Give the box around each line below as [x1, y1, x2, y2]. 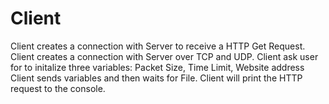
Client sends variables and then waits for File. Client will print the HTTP [10, 72, 303, 84]
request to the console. [10, 82, 106, 94]
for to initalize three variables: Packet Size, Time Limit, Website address [10, 61, 305, 73]
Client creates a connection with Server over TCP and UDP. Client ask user [10, 50, 319, 62]
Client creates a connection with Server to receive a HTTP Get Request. [10, 40, 306, 52]
